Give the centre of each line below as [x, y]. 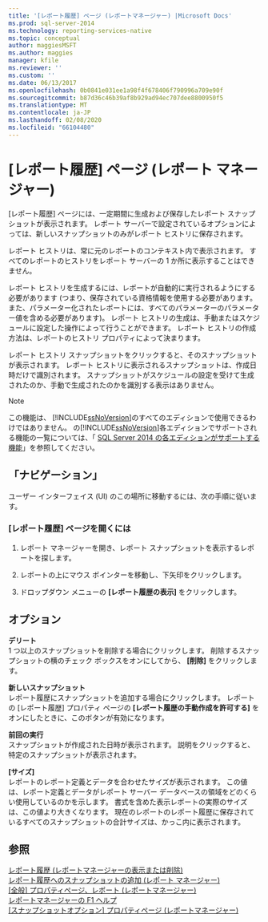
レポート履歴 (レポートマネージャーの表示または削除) [96, 870]
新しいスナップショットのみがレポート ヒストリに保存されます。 [142, 233]
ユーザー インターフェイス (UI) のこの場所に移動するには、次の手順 [119, 496]
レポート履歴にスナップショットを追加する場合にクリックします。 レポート [132, 698]
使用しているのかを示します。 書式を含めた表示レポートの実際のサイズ [131, 802]
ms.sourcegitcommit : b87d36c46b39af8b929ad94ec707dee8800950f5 [116, 98]
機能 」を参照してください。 [54, 447]
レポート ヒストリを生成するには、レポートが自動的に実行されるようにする [132, 287]
